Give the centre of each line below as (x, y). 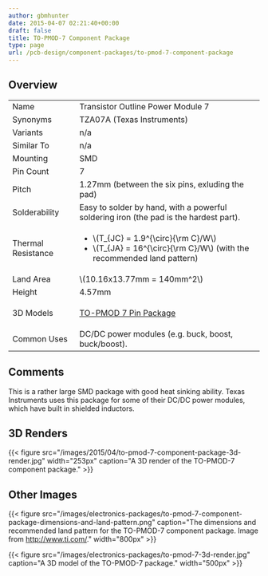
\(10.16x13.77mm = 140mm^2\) (141, 278)
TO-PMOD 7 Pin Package (128, 313)
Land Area (32, 278)
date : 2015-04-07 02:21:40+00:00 (64, 23)
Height (25, 292)
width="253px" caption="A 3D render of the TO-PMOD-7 (141, 461)
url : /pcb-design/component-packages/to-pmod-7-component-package (121, 53)
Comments (36, 372)
